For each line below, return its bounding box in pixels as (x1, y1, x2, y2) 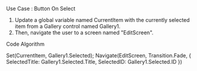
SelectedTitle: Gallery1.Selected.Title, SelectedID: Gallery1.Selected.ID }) (6, 59, 182, 65)
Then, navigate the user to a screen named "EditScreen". (14, 29, 154, 36)
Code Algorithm (6, 41, 45, 47)
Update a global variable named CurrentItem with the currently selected (14, 17, 190, 23)
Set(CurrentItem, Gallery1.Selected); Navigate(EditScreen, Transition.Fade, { (6, 52, 191, 59)
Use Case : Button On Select (6, 5, 76, 12)
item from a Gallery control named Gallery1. (14, 23, 121, 30)
